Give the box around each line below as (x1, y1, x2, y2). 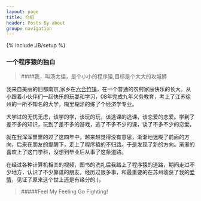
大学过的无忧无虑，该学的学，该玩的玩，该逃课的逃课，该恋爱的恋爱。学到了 (6, 113, 195, 120)
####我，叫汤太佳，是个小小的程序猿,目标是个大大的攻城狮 (20, 72, 167, 80)
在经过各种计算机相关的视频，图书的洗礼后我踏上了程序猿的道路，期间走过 (6, 161, 190, 168)
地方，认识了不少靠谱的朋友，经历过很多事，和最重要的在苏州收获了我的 (11, 168, 190, 175)
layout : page (6, 8, 39, 15)
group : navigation (6, 25, 52, 32)
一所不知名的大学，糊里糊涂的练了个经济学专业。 (16, 100, 138, 108)
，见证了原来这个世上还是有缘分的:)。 (11, 176, 105, 183)
